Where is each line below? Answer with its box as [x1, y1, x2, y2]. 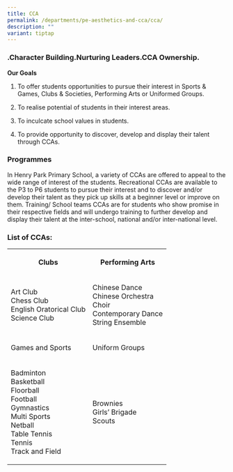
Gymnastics [10, 403, 50, 413]
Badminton [10, 368, 47, 378]
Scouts [93, 416, 116, 426]
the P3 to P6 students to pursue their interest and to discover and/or [7, 185, 203, 194]
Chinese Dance [93, 283, 143, 293]
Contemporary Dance [93, 309, 163, 319]
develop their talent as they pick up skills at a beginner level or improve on [7, 192, 220, 201]
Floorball [10, 386, 40, 395]
